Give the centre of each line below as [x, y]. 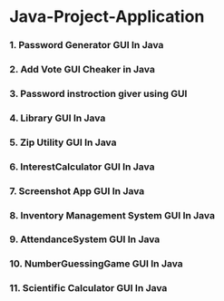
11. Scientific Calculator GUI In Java [88, 288]
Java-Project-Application [107, 17]
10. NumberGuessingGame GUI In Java [96, 264]
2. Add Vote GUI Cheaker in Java [83, 70]
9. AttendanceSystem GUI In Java [85, 239]
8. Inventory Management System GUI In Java [112, 215]
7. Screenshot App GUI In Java [77, 190]
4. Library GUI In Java [58, 118]
